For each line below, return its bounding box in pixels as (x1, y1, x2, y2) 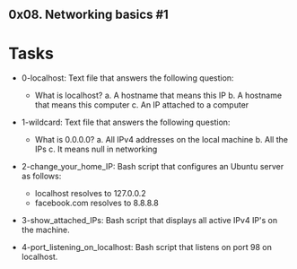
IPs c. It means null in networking (34, 143, 158, 155)
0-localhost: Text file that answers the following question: (21, 73, 234, 83)
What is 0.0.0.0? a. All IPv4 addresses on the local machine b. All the (34, 134, 289, 145)
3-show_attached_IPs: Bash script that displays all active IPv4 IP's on (21, 215, 278, 226)
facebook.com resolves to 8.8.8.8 (34, 197, 159, 209)
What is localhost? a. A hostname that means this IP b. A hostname (34, 90, 283, 101)
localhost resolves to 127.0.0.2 (34, 188, 146, 199)
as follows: (21, 170, 62, 182)
